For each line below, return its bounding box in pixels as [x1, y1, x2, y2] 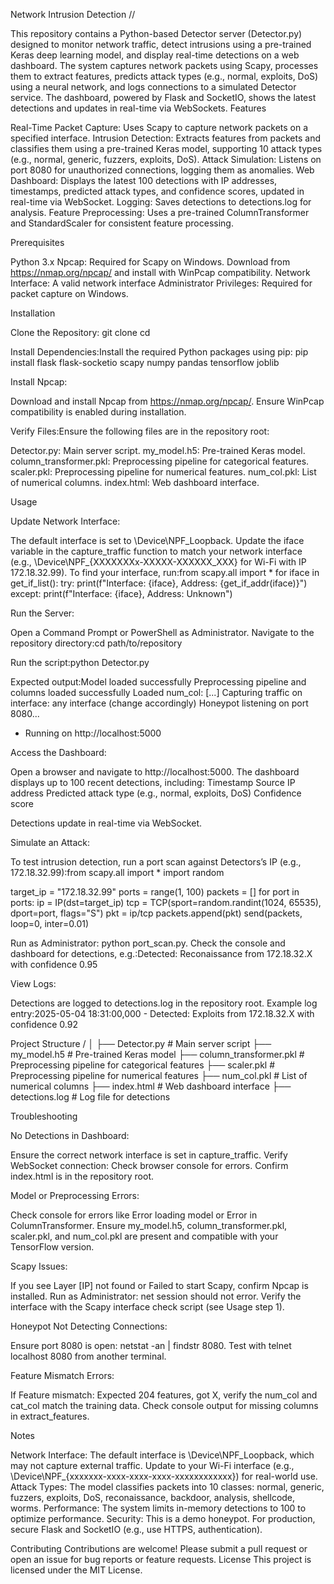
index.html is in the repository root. [10, 1170, 155, 1182]
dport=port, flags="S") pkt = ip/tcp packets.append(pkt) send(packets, [10, 907, 303, 919]
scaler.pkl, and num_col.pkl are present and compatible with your [10, 1230, 279, 1242]
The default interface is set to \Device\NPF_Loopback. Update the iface [10, 535, 305, 546]
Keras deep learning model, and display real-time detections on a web [10, 49, 300, 61]
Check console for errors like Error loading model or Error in [10, 1209, 258, 1221]
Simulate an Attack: [10, 837, 90, 848]
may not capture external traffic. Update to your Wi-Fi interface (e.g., [10, 1460, 295, 1471]
